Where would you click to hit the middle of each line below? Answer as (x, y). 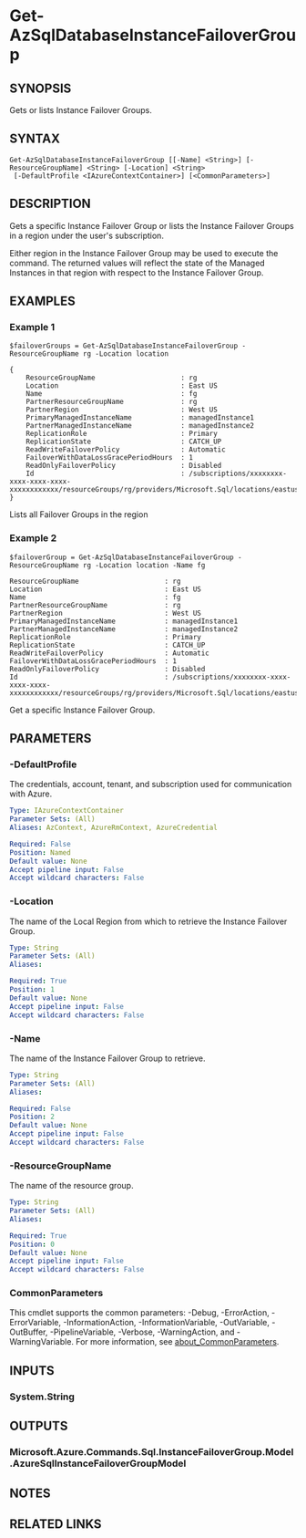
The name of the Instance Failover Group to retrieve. (108, 1058)
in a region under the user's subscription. (87, 235)
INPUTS (32, 1371)
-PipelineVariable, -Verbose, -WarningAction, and (142, 1332)
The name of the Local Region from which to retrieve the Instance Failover (148, 921)
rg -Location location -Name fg (144, 565)
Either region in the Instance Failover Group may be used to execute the (144, 253)
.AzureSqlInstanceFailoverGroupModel (98, 1463)
